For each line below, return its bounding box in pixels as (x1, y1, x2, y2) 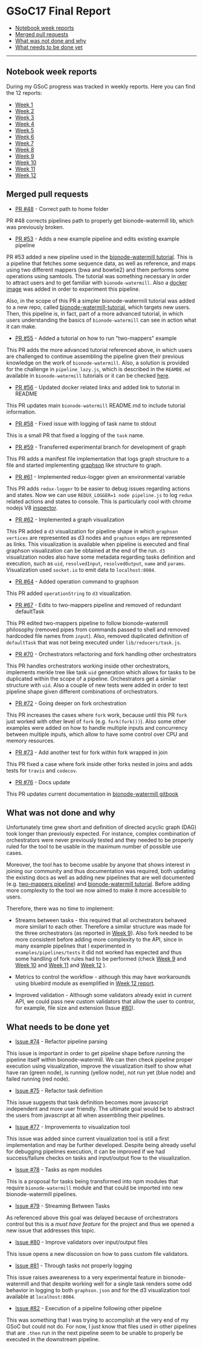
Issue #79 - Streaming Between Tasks (14, 1202, 110, 1210)
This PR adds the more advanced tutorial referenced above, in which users (6, 346, 192, 353)
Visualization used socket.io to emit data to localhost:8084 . (6, 566, 156, 573)
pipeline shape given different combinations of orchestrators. (6, 688, 159, 695)
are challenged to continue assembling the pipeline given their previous (6, 353, 184, 360)
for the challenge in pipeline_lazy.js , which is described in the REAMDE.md (6, 365, 190, 372)
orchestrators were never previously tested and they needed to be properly (6, 836, 194, 844)
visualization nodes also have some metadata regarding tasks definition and (6, 553, 195, 561)
